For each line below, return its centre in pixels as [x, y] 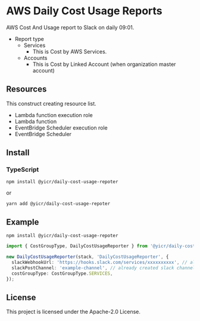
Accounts [35, 58]
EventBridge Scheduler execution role [61, 128]
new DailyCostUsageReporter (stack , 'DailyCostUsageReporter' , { [87, 257]
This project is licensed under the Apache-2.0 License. [74, 312]
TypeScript [23, 169]
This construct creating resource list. [51, 103]
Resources [26, 89]
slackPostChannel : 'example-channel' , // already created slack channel [104, 268]
